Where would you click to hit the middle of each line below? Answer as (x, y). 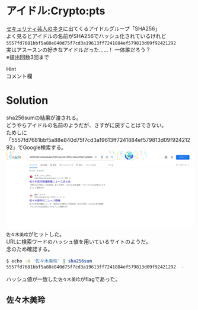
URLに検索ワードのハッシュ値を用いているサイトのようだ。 (79, 241)
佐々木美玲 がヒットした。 (36, 234)
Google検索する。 (45, 147)
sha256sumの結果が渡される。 (44, 118)
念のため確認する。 (30, 249)
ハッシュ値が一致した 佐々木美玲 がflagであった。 (63, 279)
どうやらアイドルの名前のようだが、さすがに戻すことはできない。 (87, 125)
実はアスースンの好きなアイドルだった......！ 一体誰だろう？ (79, 49)
